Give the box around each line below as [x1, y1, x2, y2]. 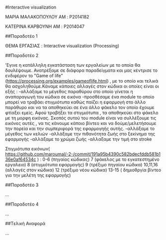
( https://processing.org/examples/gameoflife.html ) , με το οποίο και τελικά [5, 78, 159, 84]
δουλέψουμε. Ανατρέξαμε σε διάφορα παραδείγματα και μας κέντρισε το [5, 67, 158, 73]
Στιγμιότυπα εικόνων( [5, 146, 50, 151]
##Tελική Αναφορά [5, 221, 46, 226]
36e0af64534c [5, 156, 36, 162]
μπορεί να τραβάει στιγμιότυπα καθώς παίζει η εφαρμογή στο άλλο [5, 99, 146, 105]
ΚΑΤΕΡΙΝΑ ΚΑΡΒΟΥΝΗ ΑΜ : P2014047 [5, 23, 85, 29]
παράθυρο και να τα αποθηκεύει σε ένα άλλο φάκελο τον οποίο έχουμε [5, 105, 155, 110]
